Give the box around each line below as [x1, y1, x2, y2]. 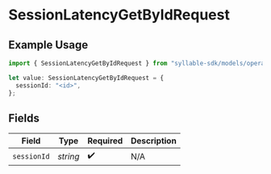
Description [130, 135, 177, 146]
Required [87, 135, 123, 146]
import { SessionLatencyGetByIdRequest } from [8, 59, 168, 67]
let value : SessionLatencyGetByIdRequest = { [8, 74, 164, 82]
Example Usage [8, 38, 89, 52]
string [57, 151, 80, 162]
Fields [8, 111, 40, 125]
